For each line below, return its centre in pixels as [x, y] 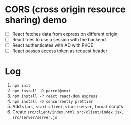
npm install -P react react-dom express [55, 96]
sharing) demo [36, 20]
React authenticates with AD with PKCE [53, 45]
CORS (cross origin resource [65, 9]
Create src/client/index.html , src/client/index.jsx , [68, 112]
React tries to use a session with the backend [59, 39]
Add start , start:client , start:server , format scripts [68, 107]
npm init [21, 86]
